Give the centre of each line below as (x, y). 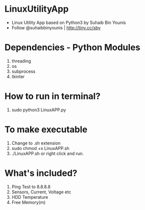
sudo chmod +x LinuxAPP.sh (40, 148)
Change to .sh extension (36, 143)
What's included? (41, 173)
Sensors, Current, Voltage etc (41, 192)
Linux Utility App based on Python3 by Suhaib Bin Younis (69, 22)
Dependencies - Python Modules (72, 48)
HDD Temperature (30, 197)
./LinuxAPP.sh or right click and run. (47, 153)
